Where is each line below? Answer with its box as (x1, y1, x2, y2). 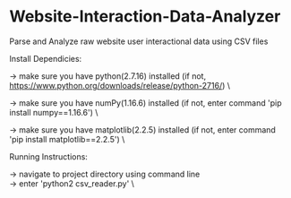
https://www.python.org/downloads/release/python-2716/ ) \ (9, 80, 231, 90)
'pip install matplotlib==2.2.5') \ (9, 133, 125, 144)
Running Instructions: (9, 151, 88, 162)
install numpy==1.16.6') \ (9, 107, 98, 117)
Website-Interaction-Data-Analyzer (9, 6, 281, 27)
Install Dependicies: (9, 53, 82, 64)
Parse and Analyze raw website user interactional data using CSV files (9, 36, 269, 47)
